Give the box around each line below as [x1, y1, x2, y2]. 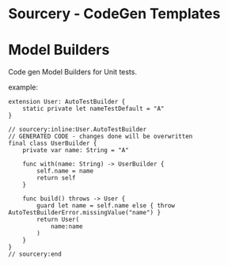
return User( [36, 215, 80, 224]
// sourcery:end [8, 250, 62, 258]
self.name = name [36, 167, 93, 175]
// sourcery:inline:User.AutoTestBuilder [8, 126, 147, 134]
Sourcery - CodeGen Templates [8, 5, 221, 23]
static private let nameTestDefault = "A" [22, 104, 165, 113]
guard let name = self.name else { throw [36, 202, 176, 210]
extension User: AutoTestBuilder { [8, 98, 126, 106]
